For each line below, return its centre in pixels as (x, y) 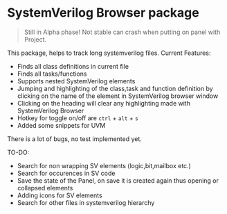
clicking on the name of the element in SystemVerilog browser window (118, 96)
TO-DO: (18, 152)
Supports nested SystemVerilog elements (76, 81)
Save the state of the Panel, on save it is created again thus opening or (118, 180)
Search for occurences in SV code (66, 173)
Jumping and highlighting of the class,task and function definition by (115, 88)
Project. (35, 39)
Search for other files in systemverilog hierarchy (86, 202)
